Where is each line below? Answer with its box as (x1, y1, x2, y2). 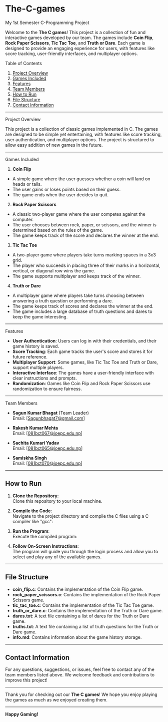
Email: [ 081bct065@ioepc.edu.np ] (12, 445, 83, 451)
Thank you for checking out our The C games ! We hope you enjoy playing (5, 691, 157, 697)
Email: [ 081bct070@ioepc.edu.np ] (12, 460, 82, 466)
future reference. (12, 353, 48, 359)
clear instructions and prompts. (12, 375, 77, 381)
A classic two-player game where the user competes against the (12, 211, 146, 217)
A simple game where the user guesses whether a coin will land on (12, 176, 150, 182)
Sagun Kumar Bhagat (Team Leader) (12, 410, 89, 416)
